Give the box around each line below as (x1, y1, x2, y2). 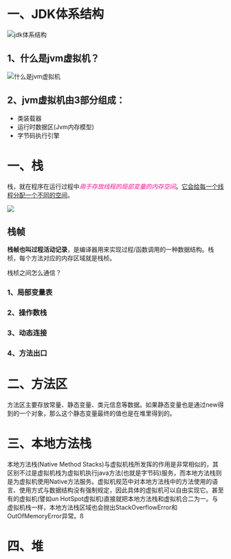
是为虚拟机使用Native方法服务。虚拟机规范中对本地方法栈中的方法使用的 (7, 477, 212, 485)
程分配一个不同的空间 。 (7, 190, 74, 199)
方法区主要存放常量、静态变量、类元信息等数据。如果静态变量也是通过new (7, 400, 218, 409)
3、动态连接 (7, 328, 47, 338)
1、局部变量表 (7, 288, 53, 297)
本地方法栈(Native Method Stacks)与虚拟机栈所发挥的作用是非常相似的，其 (7, 460, 219, 468)
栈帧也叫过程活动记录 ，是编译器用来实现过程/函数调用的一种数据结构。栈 (7, 246, 214, 254)
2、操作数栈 (7, 308, 47, 317)
